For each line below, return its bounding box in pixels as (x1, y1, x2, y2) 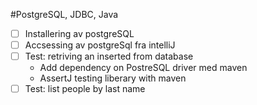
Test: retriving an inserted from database (24, 50, 194, 63)
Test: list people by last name (24, 83, 146, 95)
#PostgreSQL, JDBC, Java (10, 9, 119, 20)
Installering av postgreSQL (24, 28, 135, 39)
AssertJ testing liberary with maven (39, 72, 187, 84)
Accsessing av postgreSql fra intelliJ (24, 39, 176, 51)
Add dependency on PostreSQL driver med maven (39, 62, 248, 74)
